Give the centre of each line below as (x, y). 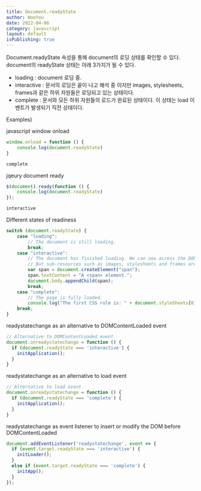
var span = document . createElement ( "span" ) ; (84, 270)
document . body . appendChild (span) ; (71, 281)
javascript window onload (38, 131)
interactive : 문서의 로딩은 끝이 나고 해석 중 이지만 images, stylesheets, (99, 85)
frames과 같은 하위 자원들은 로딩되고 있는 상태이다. (74, 93)
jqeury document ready (35, 175)
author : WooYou (25, 17)
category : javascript (33, 28)
